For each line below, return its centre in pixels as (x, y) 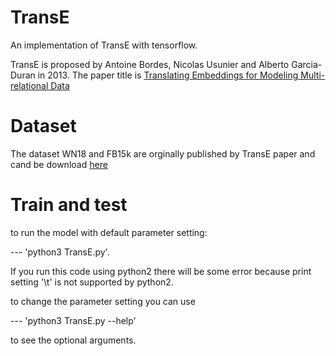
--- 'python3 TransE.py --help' (73, 320)
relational (29, 85)
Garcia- (307, 64)
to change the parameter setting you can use (103, 301)
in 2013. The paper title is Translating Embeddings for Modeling (168, 75)
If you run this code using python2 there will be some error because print (161, 271)
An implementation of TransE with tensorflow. (104, 45)
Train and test (69, 205)
